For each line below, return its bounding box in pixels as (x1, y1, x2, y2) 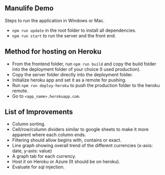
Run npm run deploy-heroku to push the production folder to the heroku (12, 82, 160, 88)
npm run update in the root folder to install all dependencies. (12, 27, 137, 33)
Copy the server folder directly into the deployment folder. (12, 71, 133, 77)
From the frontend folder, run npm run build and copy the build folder (12, 61, 156, 67)
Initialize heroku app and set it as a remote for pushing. (12, 77, 127, 83)
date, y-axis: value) (12, 148, 52, 154)
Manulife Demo (5, 4, 54, 13)
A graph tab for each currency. (12, 153, 76, 159)
